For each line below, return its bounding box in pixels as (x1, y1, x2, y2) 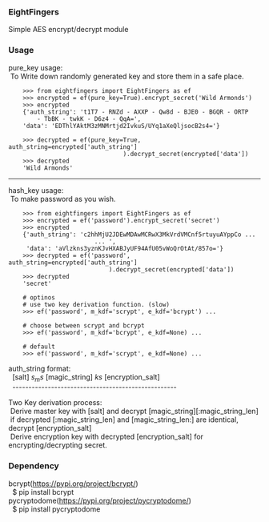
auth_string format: (8, 363, 71, 373)
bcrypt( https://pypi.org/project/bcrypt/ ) (8, 479, 139, 488)
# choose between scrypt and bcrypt (22, 321, 146, 330)
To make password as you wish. (10, 194, 116, 203)
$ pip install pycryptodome (11, 504, 101, 514)
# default (22, 343, 56, 351)
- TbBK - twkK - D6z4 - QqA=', (37, 114, 142, 122)
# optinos (22, 293, 56, 302)
